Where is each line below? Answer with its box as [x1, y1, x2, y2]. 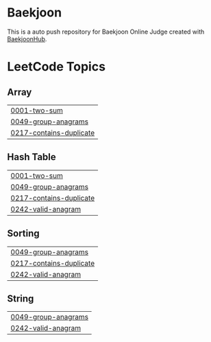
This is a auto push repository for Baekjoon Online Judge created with [7, 27, 205, 36]
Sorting [7, 228, 40, 240]
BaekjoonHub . [7, 34, 47, 43]
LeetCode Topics [7, 59, 106, 75]
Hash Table [7, 151, 56, 163]
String [7, 293, 34, 304]
